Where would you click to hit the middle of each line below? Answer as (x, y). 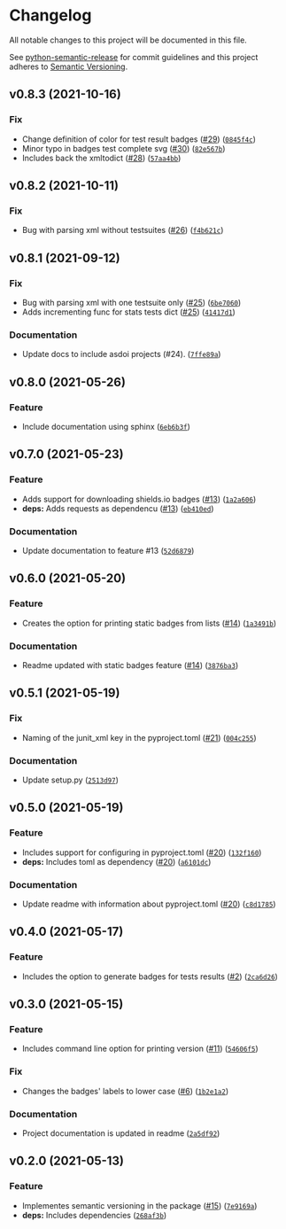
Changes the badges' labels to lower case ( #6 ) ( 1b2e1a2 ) (125, 1091)
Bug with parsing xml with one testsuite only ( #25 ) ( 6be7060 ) (131, 303)
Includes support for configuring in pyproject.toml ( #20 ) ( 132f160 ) (142, 852)
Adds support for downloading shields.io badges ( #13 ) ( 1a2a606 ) (139, 499)
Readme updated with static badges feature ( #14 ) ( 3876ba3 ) (130, 665)
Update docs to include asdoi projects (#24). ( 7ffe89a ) (121, 354)
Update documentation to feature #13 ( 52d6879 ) (108, 550)
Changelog (50, 16)
